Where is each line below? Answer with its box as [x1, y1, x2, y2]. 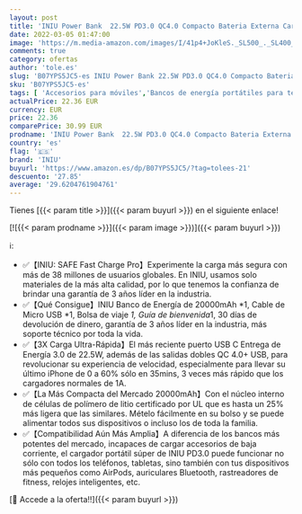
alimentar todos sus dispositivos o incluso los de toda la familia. [22, 418, 259, 429]
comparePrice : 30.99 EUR [9, 122, 102, 131]
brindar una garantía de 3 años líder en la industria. [22, 288, 212, 299]
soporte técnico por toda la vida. [22, 329, 144, 340]
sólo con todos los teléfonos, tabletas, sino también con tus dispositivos [22, 457, 289, 468]
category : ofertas [9, 55, 78, 64]
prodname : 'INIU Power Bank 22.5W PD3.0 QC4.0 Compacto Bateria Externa [9, 130, 292, 139]
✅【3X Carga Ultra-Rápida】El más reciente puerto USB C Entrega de [22, 339, 281, 350]
